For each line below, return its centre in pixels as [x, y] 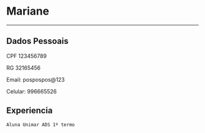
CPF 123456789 [27, 56]
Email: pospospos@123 [36, 79]
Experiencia [30, 111]
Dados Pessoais [38, 41]
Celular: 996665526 [31, 91]
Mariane [28, 11]
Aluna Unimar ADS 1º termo [41, 124]
